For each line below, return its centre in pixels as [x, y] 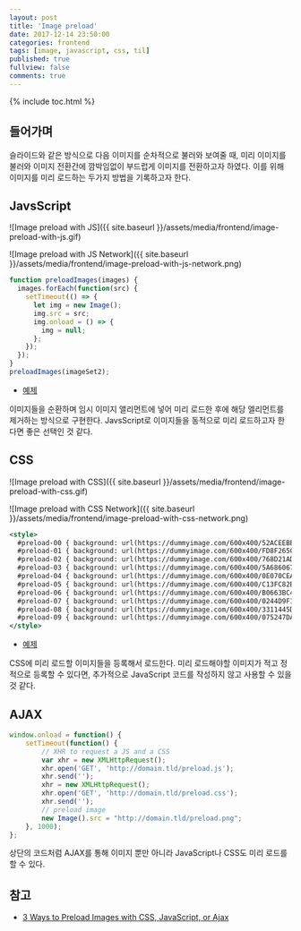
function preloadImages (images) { [74, 280]
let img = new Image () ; [77, 305]
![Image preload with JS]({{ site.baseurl [82, 227]
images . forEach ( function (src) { [78, 289]
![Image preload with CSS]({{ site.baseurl [85, 482]
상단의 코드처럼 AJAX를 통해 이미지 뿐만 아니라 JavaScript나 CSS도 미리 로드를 [149, 853]
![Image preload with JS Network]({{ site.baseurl [99, 254]
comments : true [38, 76]
